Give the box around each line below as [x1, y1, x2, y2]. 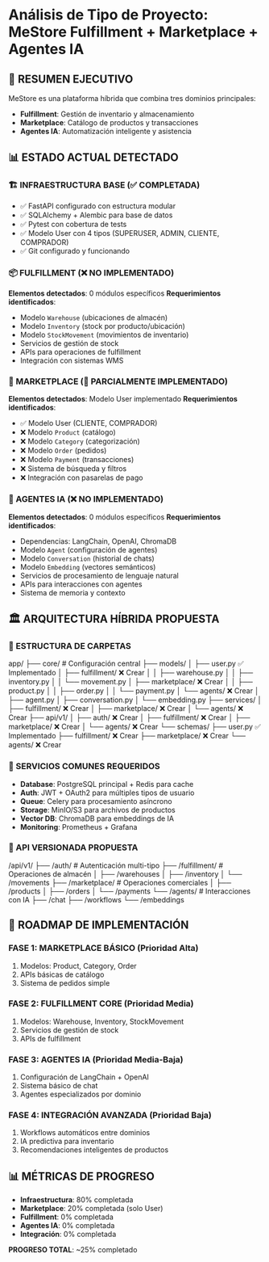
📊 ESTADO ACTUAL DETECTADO [8, 151, 179, 165]
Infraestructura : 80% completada [19, 1195, 134, 1205]
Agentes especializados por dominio [19, 1089, 142, 1100]
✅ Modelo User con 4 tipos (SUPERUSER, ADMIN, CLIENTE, [19, 228, 220, 238]
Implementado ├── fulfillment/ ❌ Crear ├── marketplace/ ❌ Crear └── [8, 731, 246, 741]
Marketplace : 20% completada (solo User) [19, 1204, 163, 1214]
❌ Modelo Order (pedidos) [19, 446, 107, 456]
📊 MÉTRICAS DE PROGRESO [8, 1169, 155, 1183]
